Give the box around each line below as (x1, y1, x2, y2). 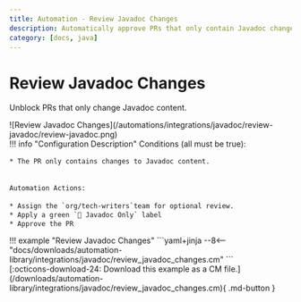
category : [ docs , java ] (9, 33, 99, 42)
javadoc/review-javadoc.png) (9, 130, 118, 140)
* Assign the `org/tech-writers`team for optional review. (9, 202, 235, 211)
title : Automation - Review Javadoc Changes (9, 14, 178, 23)
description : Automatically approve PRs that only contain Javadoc (9, 23, 267, 33)
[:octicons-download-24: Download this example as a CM (9, 264, 222, 274)
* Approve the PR (9, 220, 74, 229)
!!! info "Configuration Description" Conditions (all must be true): (9, 138, 246, 149)
